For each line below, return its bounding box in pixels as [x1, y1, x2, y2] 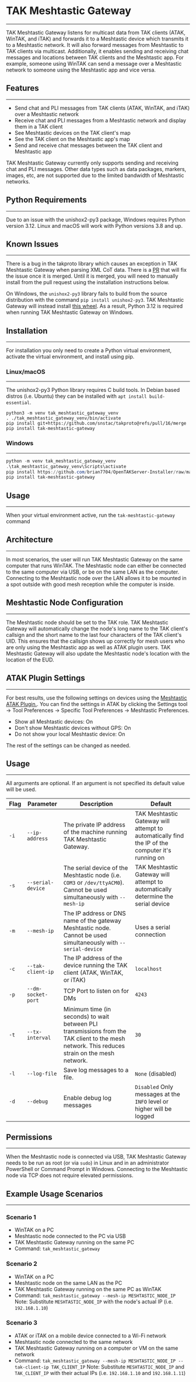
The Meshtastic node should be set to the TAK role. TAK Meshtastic [6, 619, 169, 626]
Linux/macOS [6, 368, 45, 376]
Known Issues [6, 239, 59, 249]
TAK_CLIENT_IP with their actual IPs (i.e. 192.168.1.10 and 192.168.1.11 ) [14, 1369, 186, 1376]
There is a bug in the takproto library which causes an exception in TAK [6, 260, 178, 267]
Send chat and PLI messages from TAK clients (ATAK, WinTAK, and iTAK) [14, 104, 190, 111]
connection [135, 930, 166, 939]
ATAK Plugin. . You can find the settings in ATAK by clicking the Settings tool [6, 700, 188, 707]
